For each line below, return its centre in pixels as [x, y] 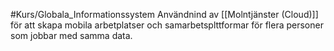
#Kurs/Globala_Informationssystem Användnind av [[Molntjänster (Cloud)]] [164, 14]
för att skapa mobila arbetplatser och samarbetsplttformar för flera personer [167, 25]
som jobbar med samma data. [71, 35]
